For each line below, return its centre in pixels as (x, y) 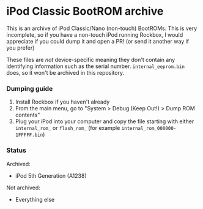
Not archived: (24, 188)
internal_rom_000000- (149, 129)
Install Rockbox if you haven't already (62, 102)
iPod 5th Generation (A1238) (51, 175)
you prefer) (20, 48)
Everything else (35, 199)
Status (16, 150)
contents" (28, 115)
